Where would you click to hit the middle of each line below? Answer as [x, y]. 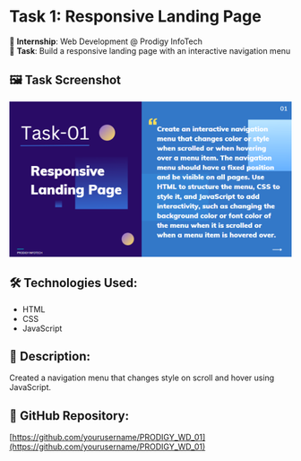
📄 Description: [50, 357]
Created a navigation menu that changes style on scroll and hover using [142, 378]
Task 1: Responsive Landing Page [135, 17]
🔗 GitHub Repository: [69, 416]
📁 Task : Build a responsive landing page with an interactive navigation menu [150, 50]
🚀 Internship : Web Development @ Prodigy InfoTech [106, 41]
